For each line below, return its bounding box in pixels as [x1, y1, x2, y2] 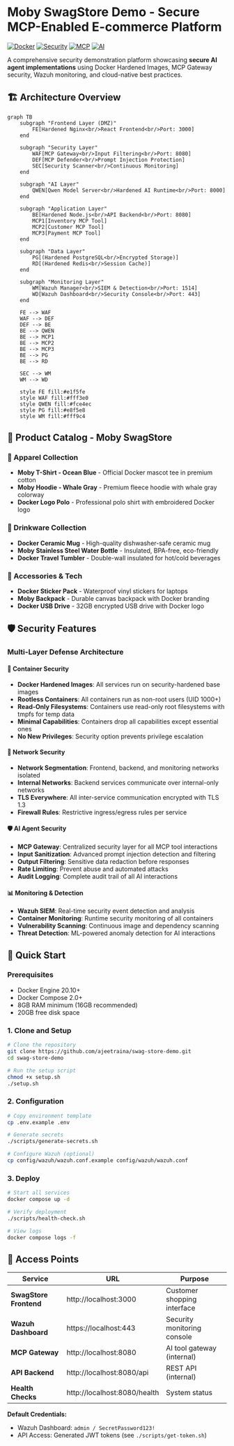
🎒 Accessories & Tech [7, 571, 82, 581]
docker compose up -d [7, 1196, 70, 1203]
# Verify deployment [7, 1208, 68, 1215]
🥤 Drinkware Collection [7, 523, 87, 532]
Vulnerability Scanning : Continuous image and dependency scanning [17, 922, 219, 930]
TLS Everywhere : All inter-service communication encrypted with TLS [17, 793, 219, 801]
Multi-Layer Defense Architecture [7, 647, 124, 657]
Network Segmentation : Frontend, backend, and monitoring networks [17, 763, 219, 772]
